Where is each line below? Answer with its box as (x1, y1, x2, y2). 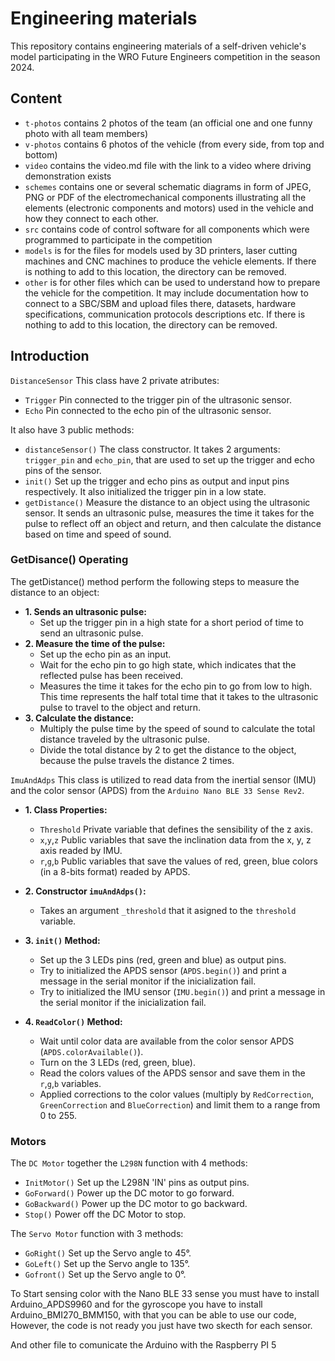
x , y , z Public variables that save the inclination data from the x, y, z (39, 833, 312, 846)
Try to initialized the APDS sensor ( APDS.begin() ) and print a (39, 964, 287, 976)
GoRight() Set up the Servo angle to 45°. (24, 1247, 192, 1259)
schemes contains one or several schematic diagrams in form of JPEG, (24, 180, 312, 192)
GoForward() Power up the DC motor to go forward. (24, 1187, 235, 1199)
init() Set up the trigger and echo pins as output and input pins (24, 475, 290, 487)
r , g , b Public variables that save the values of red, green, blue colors (39, 855, 318, 867)
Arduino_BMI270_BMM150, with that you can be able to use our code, (10, 1309, 297, 1321)
